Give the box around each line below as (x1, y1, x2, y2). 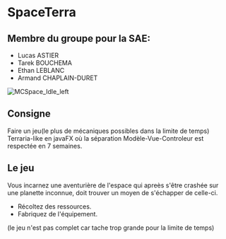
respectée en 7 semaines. (7, 141, 83, 150)
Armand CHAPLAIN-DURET (17, 74, 98, 82)
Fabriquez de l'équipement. (17, 209, 97, 218)
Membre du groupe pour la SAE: (7, 33, 150, 45)
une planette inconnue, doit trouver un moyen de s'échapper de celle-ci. (7, 188, 218, 197)
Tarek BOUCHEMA (17, 59, 73, 67)
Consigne (7, 107, 51, 120)
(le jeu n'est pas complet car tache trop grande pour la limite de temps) (7, 223, 215, 232)
